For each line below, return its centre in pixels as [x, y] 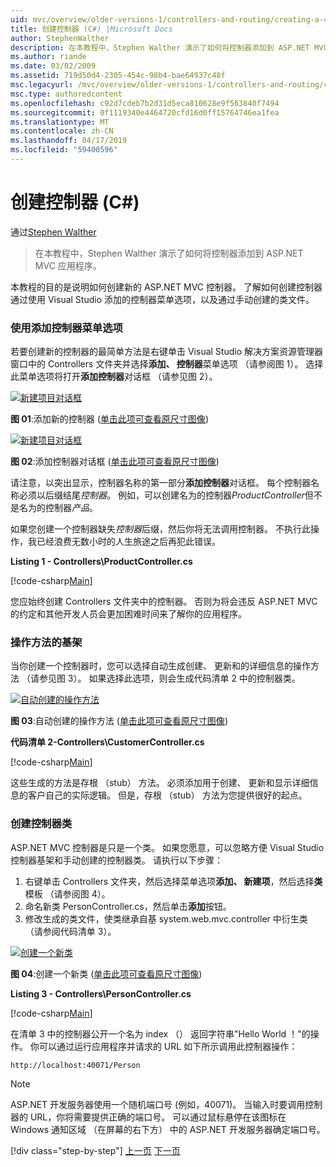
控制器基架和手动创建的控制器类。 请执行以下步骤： [116, 860]
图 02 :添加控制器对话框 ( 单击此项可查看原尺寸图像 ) [115, 462]
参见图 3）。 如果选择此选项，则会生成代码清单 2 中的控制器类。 [169, 678]
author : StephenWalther [60, 38]
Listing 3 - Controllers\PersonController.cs [101, 993]
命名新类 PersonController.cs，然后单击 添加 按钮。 [128, 906]
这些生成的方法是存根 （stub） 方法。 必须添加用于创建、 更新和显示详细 [160, 783]
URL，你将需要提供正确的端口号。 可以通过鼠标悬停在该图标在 [158, 1117]
